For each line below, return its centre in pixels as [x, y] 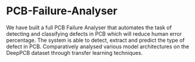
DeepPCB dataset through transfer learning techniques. [75, 52]
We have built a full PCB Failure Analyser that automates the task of [89, 27]
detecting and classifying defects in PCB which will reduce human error [94, 33]
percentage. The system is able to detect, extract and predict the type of [95, 40]
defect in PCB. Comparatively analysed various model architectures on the [98, 46]
